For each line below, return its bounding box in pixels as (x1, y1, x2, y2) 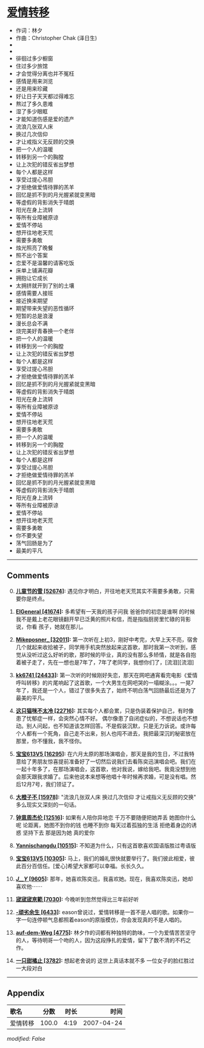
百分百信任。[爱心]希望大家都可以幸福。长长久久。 (21, 862, 148, 869)
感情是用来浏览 (15, 77, 53, 85)
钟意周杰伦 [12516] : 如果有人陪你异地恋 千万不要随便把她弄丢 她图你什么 (15, 814, 196, 821)
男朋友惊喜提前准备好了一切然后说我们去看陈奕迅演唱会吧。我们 (31, 758, 191, 765)
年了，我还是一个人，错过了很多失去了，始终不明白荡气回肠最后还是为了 (15, 686, 196, 694)
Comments (7, 571, 50, 581)
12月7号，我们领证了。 (21, 780, 77, 788)
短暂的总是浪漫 (15, 312, 53, 319)
